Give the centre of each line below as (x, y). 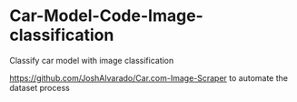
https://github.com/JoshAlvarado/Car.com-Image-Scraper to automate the (149, 77)
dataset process (40, 87)
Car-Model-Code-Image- (107, 16)
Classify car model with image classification (92, 60)
